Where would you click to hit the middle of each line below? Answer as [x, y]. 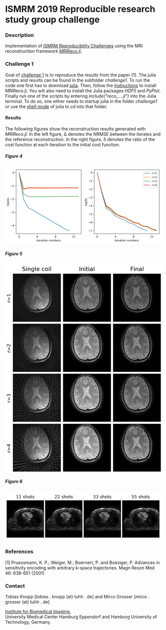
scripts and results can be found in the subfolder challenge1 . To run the [78, 80]
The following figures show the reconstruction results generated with [75, 129]
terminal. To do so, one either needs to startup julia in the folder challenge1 [81, 101]
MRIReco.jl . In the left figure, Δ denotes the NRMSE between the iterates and [83, 134]
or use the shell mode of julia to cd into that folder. [56, 106]
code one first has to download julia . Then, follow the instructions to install [81, 85]
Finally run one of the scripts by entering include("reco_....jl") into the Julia [81, 96]
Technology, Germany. [28, 622]
